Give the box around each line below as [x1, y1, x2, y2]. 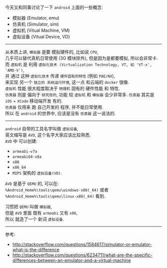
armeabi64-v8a [12, 154, 42, 159]
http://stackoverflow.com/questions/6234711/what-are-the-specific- [12, 252, 153, 258]
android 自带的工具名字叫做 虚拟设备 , [5, 126, 79, 131]
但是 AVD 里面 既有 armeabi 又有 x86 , [5, 210, 78, 216]
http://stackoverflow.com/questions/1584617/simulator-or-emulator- [12, 242, 153, 247]
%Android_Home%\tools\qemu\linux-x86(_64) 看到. [5, 193, 106, 199]
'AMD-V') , [5, 67, 25, 73]
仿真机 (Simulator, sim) [12, 21, 59, 27]
